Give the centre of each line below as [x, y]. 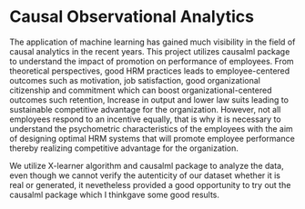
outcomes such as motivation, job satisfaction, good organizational [135, 80]
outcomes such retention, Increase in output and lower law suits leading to [149, 100]
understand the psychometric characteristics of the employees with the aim [151, 128]
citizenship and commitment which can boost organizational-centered [141, 90]
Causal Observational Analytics [132, 17]
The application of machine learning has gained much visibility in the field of [152, 42]
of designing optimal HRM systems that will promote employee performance [152, 138]
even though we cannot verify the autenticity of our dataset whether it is [145, 175]
